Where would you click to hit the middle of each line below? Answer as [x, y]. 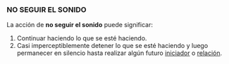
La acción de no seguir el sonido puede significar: [80, 25]
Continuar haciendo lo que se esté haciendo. [82, 38]
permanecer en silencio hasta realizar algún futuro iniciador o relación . [119, 53]
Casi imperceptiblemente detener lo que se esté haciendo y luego [112, 46]
